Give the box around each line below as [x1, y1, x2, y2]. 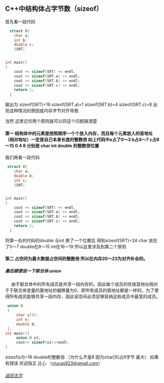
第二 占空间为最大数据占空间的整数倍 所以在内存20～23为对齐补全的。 [5, 255, 148, 262]
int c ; [14, 178, 28, 183]
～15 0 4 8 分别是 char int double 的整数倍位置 [5, 142, 99, 149]
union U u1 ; [16, 335, 41, 341]
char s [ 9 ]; [16, 313, 38, 318]
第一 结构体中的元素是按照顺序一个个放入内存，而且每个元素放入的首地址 [5, 130, 153, 136]
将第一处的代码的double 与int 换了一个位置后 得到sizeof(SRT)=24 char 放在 [5, 237, 158, 243]
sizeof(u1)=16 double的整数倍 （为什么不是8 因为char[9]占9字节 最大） [5, 354, 149, 360]
